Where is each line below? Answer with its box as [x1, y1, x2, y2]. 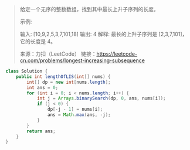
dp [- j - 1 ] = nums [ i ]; [47, 107, 103, 112]
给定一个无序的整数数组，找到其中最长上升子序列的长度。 [19, 6, 159, 12]
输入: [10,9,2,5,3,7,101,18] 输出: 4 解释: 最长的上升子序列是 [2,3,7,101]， [19, 30, 188, 37]
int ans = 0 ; [26, 84, 59, 90]
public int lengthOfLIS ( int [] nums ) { [16, 73, 111, 80]
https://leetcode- [96, 50, 138, 57]
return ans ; [26, 128, 56, 134]
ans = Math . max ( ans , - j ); [47, 112, 111, 118]
